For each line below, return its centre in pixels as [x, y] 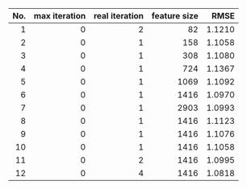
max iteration [60, 16]
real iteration [118, 16]
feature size [175, 16]
